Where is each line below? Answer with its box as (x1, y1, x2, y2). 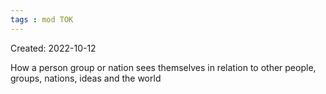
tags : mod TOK (10, 14, 74, 25)
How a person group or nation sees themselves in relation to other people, (10, 61, 317, 73)
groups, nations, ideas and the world (10, 72, 162, 84)
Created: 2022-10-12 (10, 42, 97, 54)
